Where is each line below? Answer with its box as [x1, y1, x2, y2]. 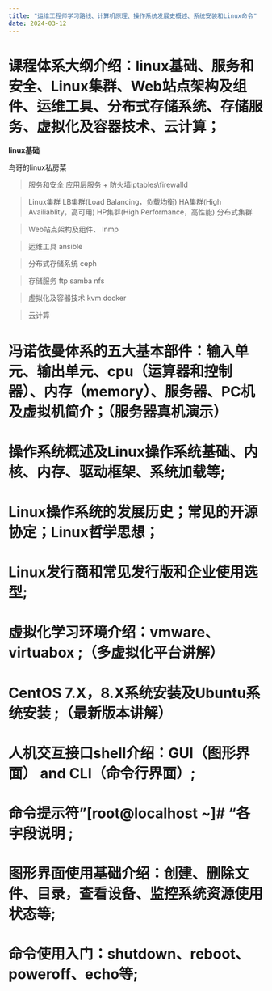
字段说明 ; [8, 824, 74, 842]
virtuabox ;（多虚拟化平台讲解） [8, 644, 224, 662]
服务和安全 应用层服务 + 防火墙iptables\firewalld [27, 180, 188, 190]
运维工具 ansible [27, 242, 83, 252]
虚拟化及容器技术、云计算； [36, 117, 221, 136]
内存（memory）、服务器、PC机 [44, 382, 256, 400]
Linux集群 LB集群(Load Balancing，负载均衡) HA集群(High [27, 197, 222, 207]
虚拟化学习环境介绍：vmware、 [8, 624, 220, 642]
